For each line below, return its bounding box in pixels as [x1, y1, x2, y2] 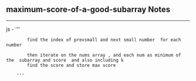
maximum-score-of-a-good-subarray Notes [6, 5, 171, 15]
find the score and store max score [27, 62, 116, 68]
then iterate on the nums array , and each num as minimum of [27, 52, 181, 58]
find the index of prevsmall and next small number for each [27, 37, 181, 43]
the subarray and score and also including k [6, 57, 124, 63]
